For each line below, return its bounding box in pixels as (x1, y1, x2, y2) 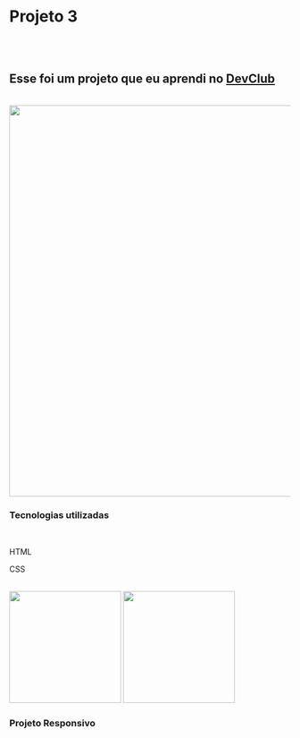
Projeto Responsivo (9, 717, 96, 729)
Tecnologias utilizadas (9, 508, 110, 521)
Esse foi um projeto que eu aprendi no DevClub (9, 72, 275, 87)
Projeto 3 (9, 6, 79, 27)
